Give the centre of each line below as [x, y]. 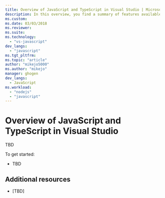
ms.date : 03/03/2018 [26, 23]
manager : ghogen [22, 74]
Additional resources [38, 179]
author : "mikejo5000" [27, 64]
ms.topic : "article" [26, 60]
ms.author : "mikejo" [26, 69]
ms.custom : [16, 19]
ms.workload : [18, 87]
